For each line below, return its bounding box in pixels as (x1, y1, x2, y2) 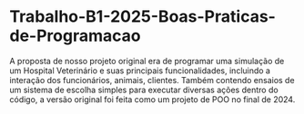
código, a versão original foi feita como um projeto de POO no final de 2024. (9, 93, 296, 105)
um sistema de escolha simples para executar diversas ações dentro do (9, 84, 279, 95)
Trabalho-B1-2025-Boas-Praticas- (9, 6, 276, 27)
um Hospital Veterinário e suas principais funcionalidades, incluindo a (9, 65, 271, 76)
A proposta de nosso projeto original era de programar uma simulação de (9, 55, 285, 66)
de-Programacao (9, 25, 141, 46)
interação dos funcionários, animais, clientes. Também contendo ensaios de (9, 74, 295, 85)
